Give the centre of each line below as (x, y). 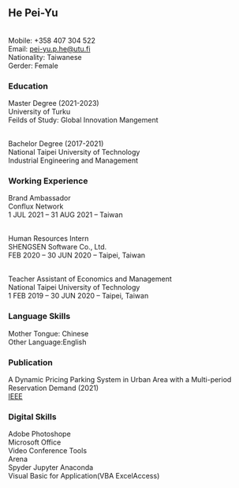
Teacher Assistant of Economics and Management (90, 279)
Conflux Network (36, 206)
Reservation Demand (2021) (54, 388)
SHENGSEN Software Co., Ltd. (58, 247)
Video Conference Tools (48, 451)
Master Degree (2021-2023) (54, 103)
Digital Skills (32, 416)
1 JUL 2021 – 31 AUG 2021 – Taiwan (66, 215)
